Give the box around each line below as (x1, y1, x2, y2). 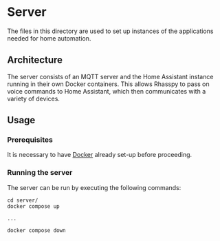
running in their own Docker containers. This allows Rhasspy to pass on (7, 80, 210, 88)
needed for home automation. (7, 34, 91, 42)
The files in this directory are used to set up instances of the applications (7, 27, 214, 35)
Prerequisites (7, 135, 53, 145)
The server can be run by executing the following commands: (7, 183, 181, 191)
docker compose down (7, 227, 67, 234)
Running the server (7, 168, 73, 178)
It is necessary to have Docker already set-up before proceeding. (7, 151, 192, 159)
